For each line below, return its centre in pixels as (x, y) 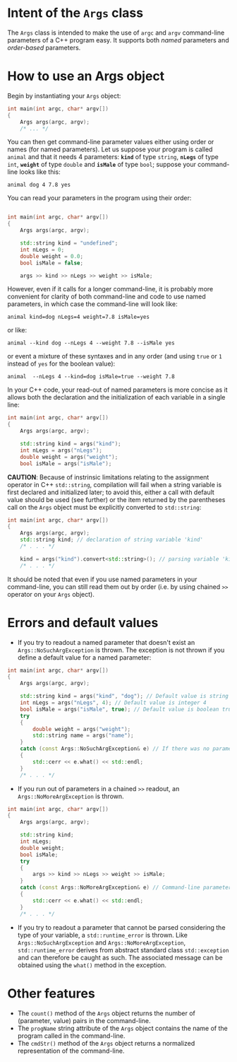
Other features (51, 993)
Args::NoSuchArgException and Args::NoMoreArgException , (102, 943)
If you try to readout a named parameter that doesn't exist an (106, 642)
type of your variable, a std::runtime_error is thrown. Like (103, 935)
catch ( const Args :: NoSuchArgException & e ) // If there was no (115, 749)
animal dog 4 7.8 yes (39, 185)
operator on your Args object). (51, 594)
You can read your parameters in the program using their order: (99, 198)
